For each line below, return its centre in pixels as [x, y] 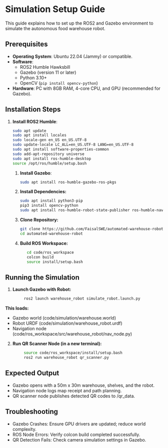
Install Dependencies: [43, 192]
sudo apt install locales [39, 135]
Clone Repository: [39, 220]
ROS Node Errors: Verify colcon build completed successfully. [76, 434]
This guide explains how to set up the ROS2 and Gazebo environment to [79, 23]
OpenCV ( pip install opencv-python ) [59, 83]
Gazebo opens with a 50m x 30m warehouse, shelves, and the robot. [83, 385]
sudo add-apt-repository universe [48, 154]
